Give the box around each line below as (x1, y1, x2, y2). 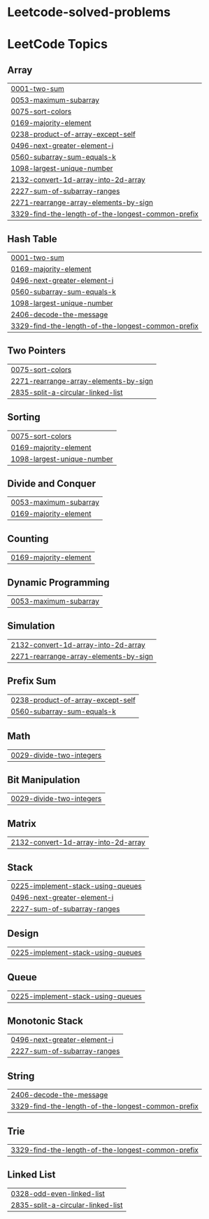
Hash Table (7, 232, 57, 245)
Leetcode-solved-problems (7, 4, 171, 20)
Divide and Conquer (7, 478, 96, 490)
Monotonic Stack (7, 1015, 84, 1026)
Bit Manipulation (7, 774, 80, 786)
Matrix (7, 817, 36, 830)
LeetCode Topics (7, 36, 108, 53)
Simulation (7, 620, 55, 632)
